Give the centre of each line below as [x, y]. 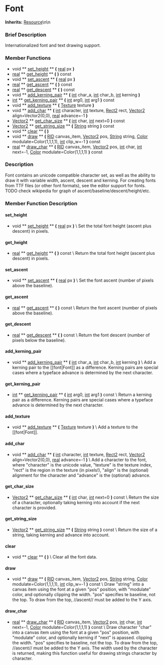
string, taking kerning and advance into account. [61, 535]
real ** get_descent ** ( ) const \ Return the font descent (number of [81, 335]
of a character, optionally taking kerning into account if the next [76, 502]
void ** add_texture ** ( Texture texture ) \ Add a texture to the [75, 427]
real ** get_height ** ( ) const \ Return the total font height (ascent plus [83, 253]
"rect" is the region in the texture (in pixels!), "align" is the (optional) [80, 470]
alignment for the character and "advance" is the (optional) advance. [81, 475]
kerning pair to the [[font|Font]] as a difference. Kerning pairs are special [85, 367]
